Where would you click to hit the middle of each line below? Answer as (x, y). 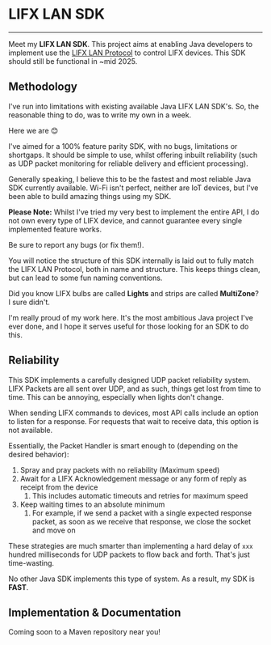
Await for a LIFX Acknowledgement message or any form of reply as (133, 478)
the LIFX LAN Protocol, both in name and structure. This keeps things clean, (134, 269)
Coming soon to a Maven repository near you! (85, 632)
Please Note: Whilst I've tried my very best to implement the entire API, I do (134, 212)
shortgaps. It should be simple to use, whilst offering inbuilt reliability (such (133, 155)
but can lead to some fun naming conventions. (85, 278)
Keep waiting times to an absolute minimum (92, 504)
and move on (54, 530)
